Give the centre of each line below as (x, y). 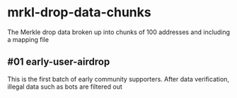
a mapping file (28, 39)
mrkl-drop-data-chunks (79, 12)
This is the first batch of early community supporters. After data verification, (118, 79)
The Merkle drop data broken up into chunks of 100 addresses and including (119, 32)
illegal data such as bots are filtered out (65, 87)
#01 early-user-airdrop (59, 62)
